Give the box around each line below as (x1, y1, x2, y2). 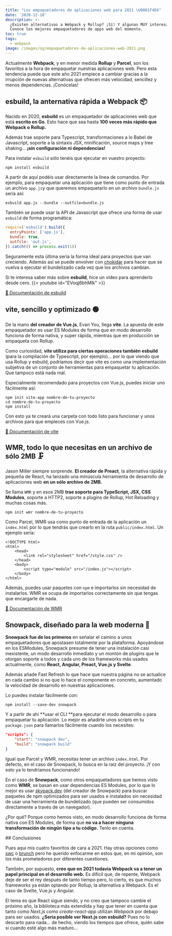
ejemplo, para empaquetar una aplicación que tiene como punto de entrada (5, 179, 165, 186)
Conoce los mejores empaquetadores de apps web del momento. (10, 27, 143, 32)
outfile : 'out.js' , (10, 240, 52, 245)
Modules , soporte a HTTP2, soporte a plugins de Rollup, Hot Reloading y (5, 494, 160, 501)
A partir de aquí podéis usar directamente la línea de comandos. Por (5, 174, 149, 180)
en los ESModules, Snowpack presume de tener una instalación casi (5, 645, 149, 651)
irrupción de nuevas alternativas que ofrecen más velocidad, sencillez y (5, 76, 157, 82)
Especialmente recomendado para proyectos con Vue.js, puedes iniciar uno (5, 379, 165, 386)
